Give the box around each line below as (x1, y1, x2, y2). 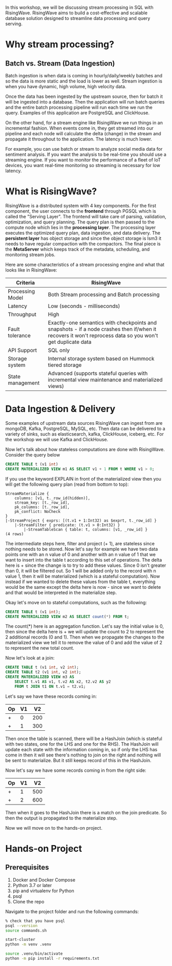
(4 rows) (5, 531, 24, 537)
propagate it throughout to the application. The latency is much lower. (5, 136, 153, 142)
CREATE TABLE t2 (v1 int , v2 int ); (5, 670, 81, 675)
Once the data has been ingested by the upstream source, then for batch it (5, 93, 163, 99)
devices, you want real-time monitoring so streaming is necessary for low (5, 162, 160, 168)
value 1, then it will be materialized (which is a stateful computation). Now (5, 573, 160, 579)
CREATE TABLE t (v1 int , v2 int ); (5, 665, 79, 670)
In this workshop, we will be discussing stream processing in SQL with (5, 5, 154, 10)
